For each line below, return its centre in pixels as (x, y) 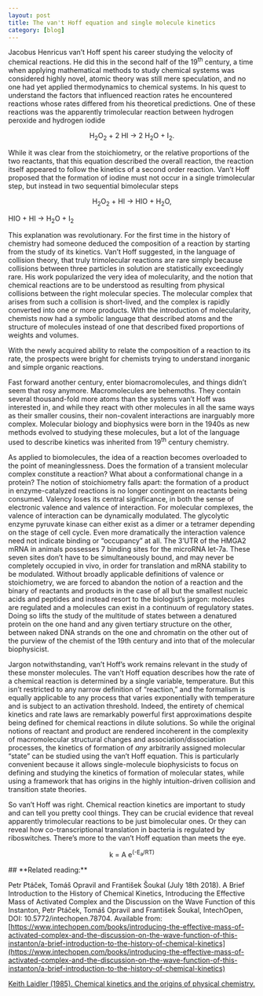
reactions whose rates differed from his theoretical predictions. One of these (132, 104)
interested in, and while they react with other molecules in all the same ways (131, 407)
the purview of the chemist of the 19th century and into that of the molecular (131, 641)
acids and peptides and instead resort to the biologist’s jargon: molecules (126, 599)
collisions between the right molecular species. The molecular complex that (130, 294)
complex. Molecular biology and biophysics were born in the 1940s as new (129, 424)
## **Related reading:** (48, 870)
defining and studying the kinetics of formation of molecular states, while (126, 773)
